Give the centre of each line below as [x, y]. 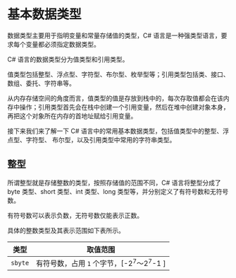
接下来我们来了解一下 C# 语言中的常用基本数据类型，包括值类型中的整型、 [115, 131]
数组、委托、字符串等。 [41, 83]
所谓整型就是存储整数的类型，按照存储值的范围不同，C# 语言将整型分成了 [114, 183]
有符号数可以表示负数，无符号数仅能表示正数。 [75, 215]
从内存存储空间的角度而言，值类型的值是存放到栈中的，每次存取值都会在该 [115, 98]
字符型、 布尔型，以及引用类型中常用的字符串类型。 [101, 139]
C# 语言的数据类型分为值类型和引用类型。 [68, 59]
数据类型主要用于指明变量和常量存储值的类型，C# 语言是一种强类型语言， [114, 35]
